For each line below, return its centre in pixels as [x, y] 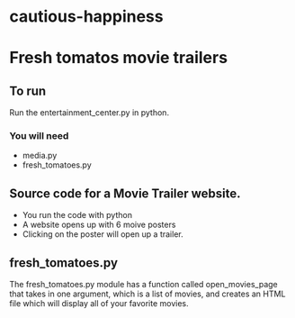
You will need [39, 136]
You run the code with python [77, 215]
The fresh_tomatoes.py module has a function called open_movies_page [143, 285]
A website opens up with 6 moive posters [99, 225]
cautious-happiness [86, 17]
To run [28, 91]
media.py [40, 156]
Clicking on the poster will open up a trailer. [103, 234]
